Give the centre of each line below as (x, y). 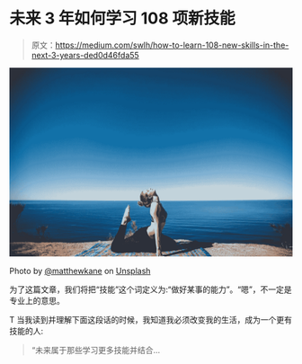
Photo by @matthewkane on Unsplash (80, 271)
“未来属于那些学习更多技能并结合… (96, 350)
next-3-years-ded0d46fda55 (85, 55)
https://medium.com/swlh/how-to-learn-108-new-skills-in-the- (172, 45)
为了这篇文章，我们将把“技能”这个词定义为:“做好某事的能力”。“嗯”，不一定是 (151, 289)
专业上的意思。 (37, 300)
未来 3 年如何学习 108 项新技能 (122, 18)
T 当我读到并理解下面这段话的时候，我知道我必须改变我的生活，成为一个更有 (151, 319)
